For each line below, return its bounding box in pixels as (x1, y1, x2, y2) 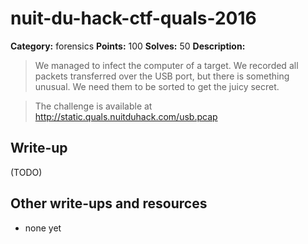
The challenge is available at (34, 100, 153, 112)
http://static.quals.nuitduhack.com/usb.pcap (34, 110, 218, 122)
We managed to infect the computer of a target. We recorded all (34, 59, 299, 71)
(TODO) (10, 166, 43, 178)
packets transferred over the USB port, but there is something (34, 70, 290, 82)
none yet (24, 222, 62, 234)
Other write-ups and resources (10, 195, 208, 212)
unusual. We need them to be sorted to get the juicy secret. (34, 80, 280, 92)
